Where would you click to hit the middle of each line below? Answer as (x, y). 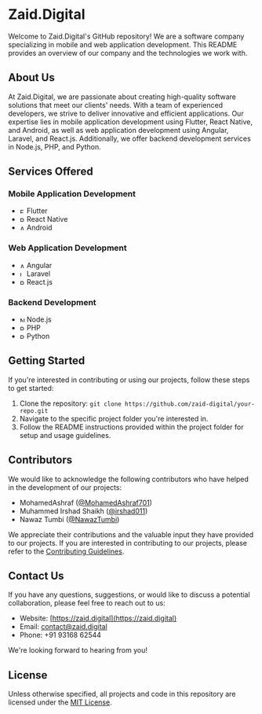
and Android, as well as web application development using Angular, (118, 130)
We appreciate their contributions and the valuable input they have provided (131, 534)
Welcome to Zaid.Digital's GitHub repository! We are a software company (126, 36)
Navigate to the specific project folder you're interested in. (114, 418)
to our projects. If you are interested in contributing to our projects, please (128, 543)
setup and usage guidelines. (65, 435)
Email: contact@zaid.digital (63, 627)
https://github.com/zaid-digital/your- (189, 404)
